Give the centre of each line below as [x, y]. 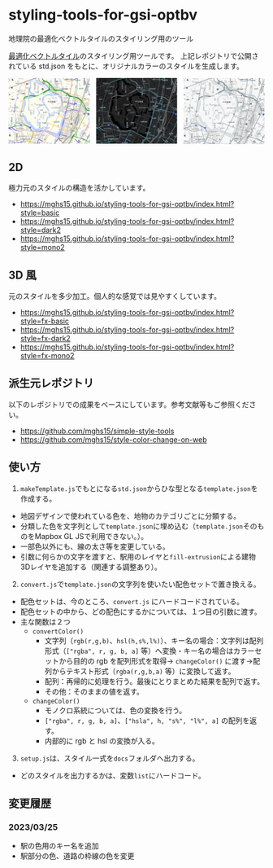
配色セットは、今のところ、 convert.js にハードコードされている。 [132, 601]
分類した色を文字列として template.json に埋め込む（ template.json [132, 526]
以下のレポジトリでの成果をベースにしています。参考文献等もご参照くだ [129, 404]
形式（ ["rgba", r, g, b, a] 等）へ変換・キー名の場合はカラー [149, 651]
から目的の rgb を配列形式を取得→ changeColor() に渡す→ [156, 660]
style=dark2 [40, 230]
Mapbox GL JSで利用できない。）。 [91, 536]
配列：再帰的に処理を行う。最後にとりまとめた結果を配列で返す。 [154, 681]
